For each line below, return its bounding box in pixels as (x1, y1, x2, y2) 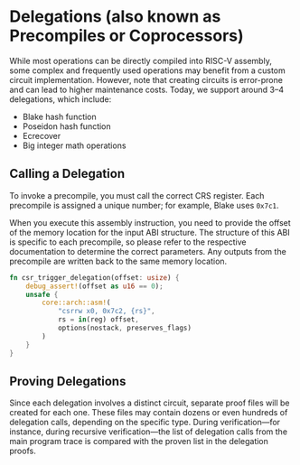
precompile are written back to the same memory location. (9, 256, 228, 266)
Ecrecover (22, 130, 61, 141)
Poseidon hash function (22, 120, 111, 132)
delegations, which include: (9, 93, 112, 105)
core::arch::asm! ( (42, 298, 111, 308)
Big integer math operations (22, 140, 127, 151)
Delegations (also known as (9, 6, 221, 27)
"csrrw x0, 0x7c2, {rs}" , (57, 307, 155, 316)
